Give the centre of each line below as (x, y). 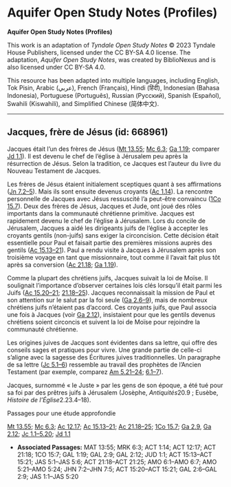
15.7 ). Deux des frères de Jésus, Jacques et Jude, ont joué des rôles (104, 206)
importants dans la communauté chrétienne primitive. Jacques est (101, 213)
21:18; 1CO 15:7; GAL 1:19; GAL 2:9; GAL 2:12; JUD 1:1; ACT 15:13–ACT (114, 454)
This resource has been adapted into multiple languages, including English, (113, 80)
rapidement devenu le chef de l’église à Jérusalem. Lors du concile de (107, 220)
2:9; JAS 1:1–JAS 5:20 (48, 476)
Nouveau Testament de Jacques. (54, 171)
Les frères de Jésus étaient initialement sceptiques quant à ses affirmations (114, 184)
